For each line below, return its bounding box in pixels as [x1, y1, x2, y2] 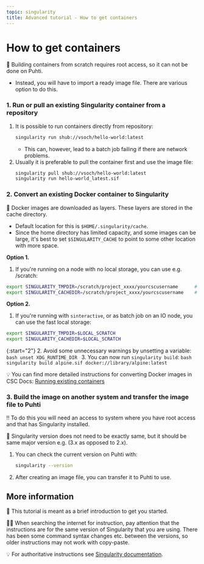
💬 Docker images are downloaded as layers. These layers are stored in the [6, 204, 193, 211]
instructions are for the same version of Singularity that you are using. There [6, 526, 198, 534]
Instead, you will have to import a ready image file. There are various [15, 79, 188, 87]
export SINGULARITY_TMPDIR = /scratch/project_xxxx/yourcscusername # [6, 284, 198, 290]
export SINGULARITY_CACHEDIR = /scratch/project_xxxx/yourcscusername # [6, 289, 198, 296]
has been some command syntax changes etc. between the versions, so [6, 532, 188, 540]
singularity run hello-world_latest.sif [15, 176, 119, 182]
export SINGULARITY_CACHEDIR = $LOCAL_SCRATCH [6, 336, 121, 342]
